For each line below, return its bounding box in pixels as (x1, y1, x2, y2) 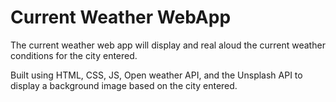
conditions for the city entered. (10, 49, 138, 61)
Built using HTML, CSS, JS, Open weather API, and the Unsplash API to (10, 69, 303, 81)
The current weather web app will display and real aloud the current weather (10, 39, 326, 51)
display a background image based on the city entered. (10, 79, 238, 91)
